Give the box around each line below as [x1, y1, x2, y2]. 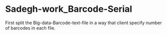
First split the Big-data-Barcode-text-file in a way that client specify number [5, 20, 162, 26]
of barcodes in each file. [5, 25, 56, 31]
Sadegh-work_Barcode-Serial [5, 3, 132, 15]
